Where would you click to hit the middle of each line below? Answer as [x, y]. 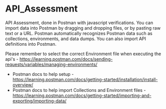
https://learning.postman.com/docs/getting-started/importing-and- [82, 95]
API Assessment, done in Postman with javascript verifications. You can [79, 23]
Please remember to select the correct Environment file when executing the [83, 54]
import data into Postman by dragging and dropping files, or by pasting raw [83, 28]
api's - [12, 59]
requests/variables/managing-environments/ [51, 64]
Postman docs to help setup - [43, 74]
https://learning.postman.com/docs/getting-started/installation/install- [85, 79]
